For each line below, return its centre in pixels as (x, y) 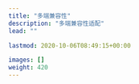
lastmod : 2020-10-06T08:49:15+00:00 (69, 45)
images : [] (27, 60)
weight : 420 (28, 68)
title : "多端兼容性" (39, 16)
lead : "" (23, 31)
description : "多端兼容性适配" (56, 23)
